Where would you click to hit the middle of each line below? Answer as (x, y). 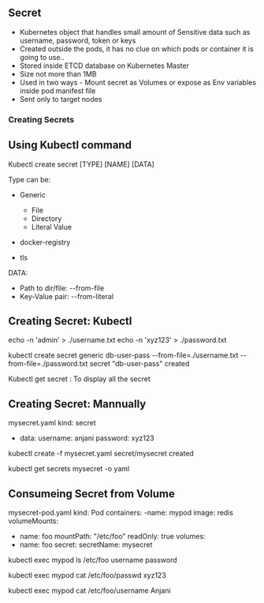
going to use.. (42, 57)
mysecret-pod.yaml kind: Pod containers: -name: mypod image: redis (121, 512)
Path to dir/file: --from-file (62, 288)
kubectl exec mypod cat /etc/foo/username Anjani (89, 590)
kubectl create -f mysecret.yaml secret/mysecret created (101, 454)
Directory (46, 218)
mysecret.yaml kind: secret (52, 423)
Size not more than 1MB (58, 73)
